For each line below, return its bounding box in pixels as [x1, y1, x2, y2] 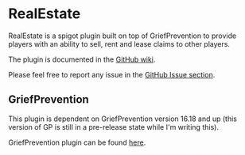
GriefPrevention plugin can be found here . [8, 138, 146, 147]
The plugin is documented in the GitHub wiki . [8, 55, 156, 64]
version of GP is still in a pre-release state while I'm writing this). [8, 122, 219, 131]
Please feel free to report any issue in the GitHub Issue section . [8, 70, 216, 79]
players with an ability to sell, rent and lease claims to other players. [8, 39, 231, 48]
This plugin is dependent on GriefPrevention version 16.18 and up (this [8, 114, 237, 123]
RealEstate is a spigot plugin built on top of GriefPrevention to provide [8, 31, 237, 40]
